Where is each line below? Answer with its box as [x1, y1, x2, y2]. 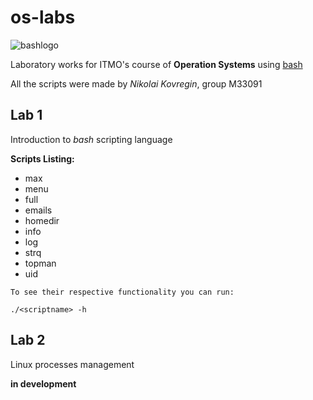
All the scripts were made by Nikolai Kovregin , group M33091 [10, 77, 263, 90]
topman [24, 257, 57, 269]
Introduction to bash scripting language [10, 133, 173, 145]
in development [10, 377, 77, 390]
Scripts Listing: [10, 152, 75, 165]
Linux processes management [10, 358, 135, 370]
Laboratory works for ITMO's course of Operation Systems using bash [10, 58, 303, 70]
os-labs [10, 6, 76, 29]
